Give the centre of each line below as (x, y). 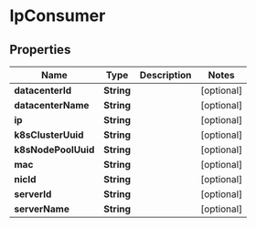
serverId (33, 194)
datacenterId (43, 90)
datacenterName (52, 105)
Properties (40, 50)
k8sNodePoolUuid (54, 150)
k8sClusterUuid (49, 135)
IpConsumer (58, 16)
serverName (42, 209)
